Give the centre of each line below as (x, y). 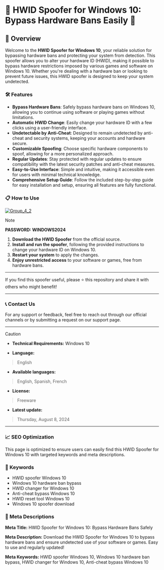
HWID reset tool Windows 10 (41, 499)
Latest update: (27, 410)
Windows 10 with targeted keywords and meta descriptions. (65, 455)
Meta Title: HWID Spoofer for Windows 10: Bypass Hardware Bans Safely (79, 527)
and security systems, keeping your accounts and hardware (85, 138)
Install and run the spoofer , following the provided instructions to (78, 244)
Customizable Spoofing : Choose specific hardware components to (80, 149)
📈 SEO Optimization (30, 437)
